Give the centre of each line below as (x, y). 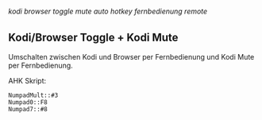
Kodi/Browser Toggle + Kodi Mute (93, 38)
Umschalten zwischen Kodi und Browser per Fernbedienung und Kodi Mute (131, 56)
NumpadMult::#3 (33, 95)
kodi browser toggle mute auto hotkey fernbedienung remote (108, 11)
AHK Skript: (27, 80)
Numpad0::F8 (28, 102)
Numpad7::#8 (28, 109)
